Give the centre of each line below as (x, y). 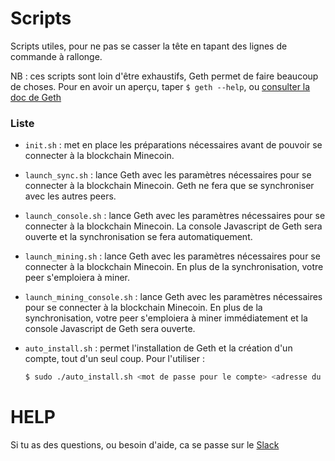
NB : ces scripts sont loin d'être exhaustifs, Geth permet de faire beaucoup (164, 76)
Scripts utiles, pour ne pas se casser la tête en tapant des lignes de (149, 46)
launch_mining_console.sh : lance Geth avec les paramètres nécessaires (173, 297)
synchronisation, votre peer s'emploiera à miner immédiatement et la (166, 318)
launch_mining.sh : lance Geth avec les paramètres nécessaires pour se (172, 256)
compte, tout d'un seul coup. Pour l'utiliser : (115, 359)
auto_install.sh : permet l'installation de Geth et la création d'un (158, 348)
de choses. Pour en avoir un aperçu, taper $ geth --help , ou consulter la (160, 86)
